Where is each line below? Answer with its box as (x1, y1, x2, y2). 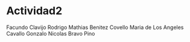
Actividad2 (6, 4, 63, 18)
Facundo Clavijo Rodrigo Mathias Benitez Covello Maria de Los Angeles (6, 24, 184, 31)
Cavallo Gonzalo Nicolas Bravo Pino (6, 30, 95, 37)
